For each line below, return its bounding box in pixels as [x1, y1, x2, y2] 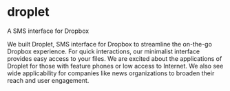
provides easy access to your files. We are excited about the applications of [7, 54, 222, 62]
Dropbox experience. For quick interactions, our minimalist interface [7, 47, 200, 55]
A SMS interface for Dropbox [7, 27, 90, 35]
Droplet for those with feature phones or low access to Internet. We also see [7, 62, 224, 70]
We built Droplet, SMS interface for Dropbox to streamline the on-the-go [7, 40, 212, 48]
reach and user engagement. [7, 76, 90, 84]
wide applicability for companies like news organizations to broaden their [7, 69, 215, 77]
